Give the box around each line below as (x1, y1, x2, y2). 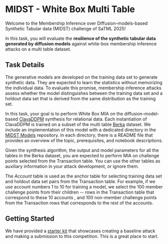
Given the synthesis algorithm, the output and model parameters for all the (5, 147, 159, 153)
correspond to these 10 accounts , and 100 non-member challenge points (5, 194, 157, 200)
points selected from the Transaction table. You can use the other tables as (5, 158, 160, 164)
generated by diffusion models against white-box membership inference (5, 40, 157, 46)
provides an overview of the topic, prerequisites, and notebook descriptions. (5, 137, 163, 143)
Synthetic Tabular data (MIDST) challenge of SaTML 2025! (5, 25, 126, 31)
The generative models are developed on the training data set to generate (5, 74, 158, 80)
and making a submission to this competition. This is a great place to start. (5, 233, 159, 239)
